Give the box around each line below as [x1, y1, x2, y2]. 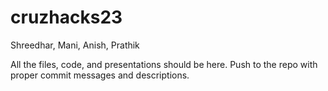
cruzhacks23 [10, 6, 123, 29]
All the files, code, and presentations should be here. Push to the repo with [10, 58, 318, 70]
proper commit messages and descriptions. [10, 69, 190, 81]
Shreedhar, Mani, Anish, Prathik [10, 39, 140, 51]
